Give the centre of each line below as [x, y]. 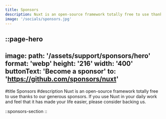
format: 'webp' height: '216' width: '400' [69, 64]
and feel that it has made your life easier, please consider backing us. [76, 102]
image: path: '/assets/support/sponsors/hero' [78, 56]
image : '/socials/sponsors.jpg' [38, 19]
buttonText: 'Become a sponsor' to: [61, 72]
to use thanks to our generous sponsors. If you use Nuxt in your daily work [81, 96]
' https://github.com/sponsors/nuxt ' [62, 79]
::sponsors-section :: [26, 111]
